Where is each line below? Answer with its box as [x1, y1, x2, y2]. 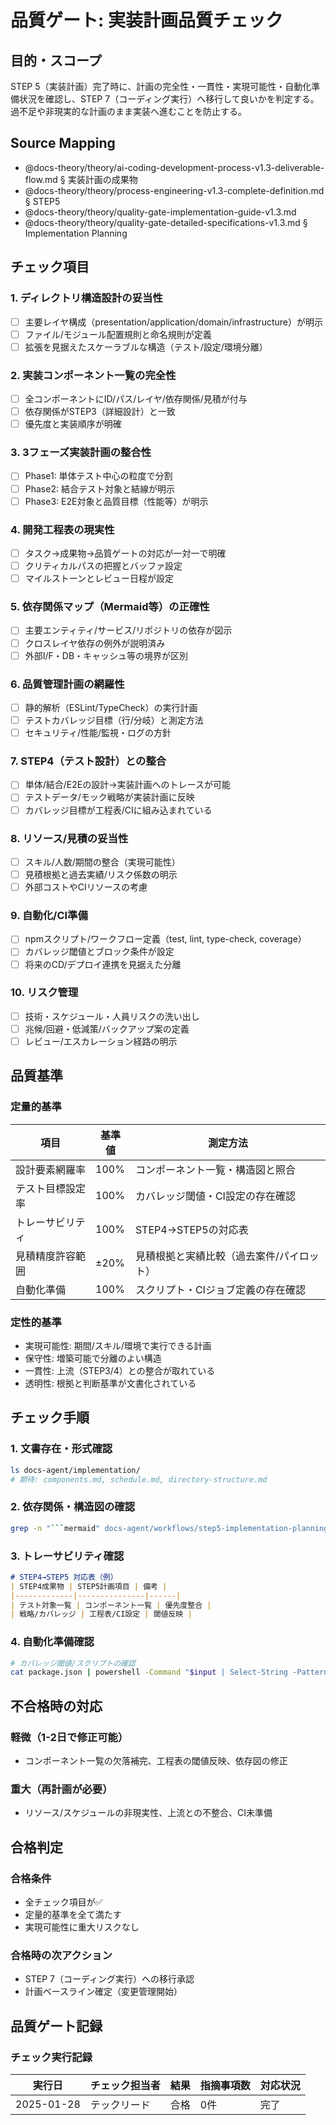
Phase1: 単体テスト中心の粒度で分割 [24, 470, 173, 482]
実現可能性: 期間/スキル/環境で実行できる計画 [24, 1340, 212, 1352]
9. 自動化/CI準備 [10, 909, 88, 922]
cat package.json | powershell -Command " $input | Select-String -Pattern [10, 1667, 329, 1678]
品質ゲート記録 [10, 2017, 103, 2035]
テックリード [89, 2098, 151, 2112]
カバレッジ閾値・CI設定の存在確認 [134, 1189, 296, 1203]
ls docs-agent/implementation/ [10, 1465, 141, 1475]
